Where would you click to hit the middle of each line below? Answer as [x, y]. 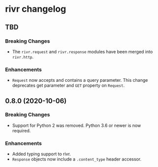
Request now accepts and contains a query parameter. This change [80, 80]
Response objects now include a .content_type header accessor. [77, 159]
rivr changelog [36, 9]
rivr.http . [23, 57]
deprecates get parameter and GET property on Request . [68, 85]
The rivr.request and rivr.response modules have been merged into [82, 51]
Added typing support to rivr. [41, 154]
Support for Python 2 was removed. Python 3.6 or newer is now [77, 125]
